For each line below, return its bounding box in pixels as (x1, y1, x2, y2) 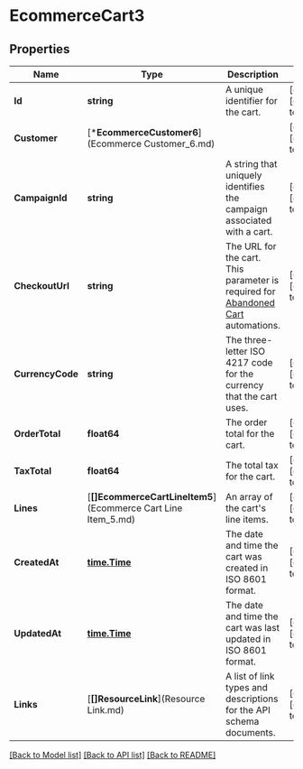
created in (225, 561, 269, 574)
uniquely (225, 169, 262, 181)
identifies (225, 181, 265, 192)
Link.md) (87, 704, 124, 716)
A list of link (225, 670, 275, 682)
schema (225, 715, 260, 727)
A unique (225, 83, 264, 96)
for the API (225, 704, 271, 716)
